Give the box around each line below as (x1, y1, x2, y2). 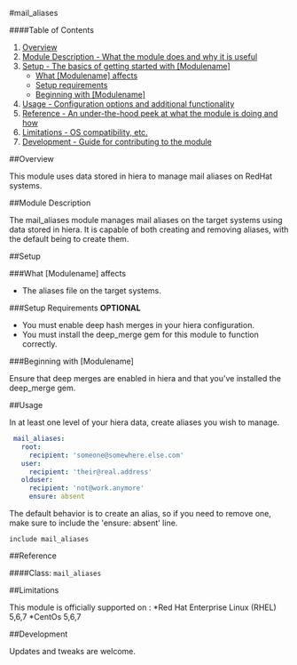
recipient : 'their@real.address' (28, 467, 152, 477)
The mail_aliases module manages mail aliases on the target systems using (9, 215, 283, 225)
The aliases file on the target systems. (21, 285, 161, 296)
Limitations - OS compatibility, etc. (21, 127, 148, 137)
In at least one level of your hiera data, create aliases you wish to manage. (9, 417, 280, 428)
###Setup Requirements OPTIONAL (9, 302, 141, 313)
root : (20, 442, 42, 452)
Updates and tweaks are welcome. (9, 646, 136, 656)
